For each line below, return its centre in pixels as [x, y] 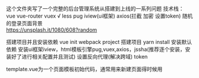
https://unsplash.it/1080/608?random [52, 30]
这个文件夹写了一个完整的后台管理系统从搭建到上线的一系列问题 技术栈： [95, 9]
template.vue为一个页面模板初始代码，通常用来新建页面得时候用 [84, 69]
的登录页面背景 [24, 23]
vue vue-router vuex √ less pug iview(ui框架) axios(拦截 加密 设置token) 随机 [99, 16]
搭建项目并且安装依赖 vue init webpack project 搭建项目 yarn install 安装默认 [99, 42]
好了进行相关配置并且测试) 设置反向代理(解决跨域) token [79, 57]
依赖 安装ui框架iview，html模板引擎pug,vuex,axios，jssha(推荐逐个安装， [96, 49]
